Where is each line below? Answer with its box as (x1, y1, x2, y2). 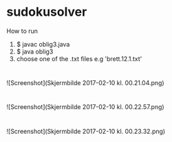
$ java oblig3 (16, 47, 54, 56)
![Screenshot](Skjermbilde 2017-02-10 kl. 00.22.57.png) (6, 103, 164, 111)
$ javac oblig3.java (16, 40, 70, 48)
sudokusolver (6, 4, 87, 20)
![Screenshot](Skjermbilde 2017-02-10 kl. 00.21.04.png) (6, 79, 164, 87)
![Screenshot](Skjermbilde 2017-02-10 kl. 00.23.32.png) (6, 127, 166, 135)
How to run (6, 27, 39, 35)
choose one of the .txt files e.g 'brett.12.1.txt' (16, 54, 142, 62)
